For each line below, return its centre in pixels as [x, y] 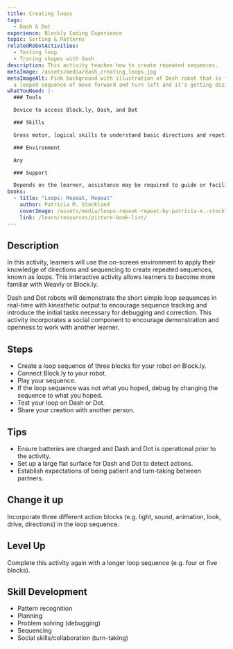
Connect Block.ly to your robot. [62, 373]
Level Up [26, 546]
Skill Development [48, 592]
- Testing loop [35, 53]
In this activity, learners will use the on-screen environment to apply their [112, 262]
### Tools [27, 98]
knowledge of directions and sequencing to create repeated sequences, [110, 270]
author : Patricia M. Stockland [65, 205]
